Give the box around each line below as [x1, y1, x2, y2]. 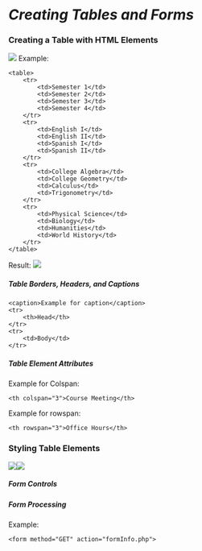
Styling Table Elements [8, 443, 101, 454]
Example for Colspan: [8, 379, 80, 388]
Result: [8, 260, 31, 271]
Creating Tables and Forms [8, 6, 195, 24]
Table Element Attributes [8, 358, 94, 368]
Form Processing [8, 499, 67, 509]
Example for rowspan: [8, 408, 81, 418]
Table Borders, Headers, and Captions [8, 280, 140, 289]
